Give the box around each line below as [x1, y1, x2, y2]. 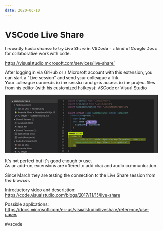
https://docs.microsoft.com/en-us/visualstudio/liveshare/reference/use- [5, 206, 149, 212]
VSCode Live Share [5, 29, 84, 40]
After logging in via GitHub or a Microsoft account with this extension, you [5, 69, 153, 75]
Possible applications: [5, 201, 49, 207]
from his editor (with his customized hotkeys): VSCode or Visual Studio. [5, 85, 148, 91]
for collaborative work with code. [5, 50, 71, 56]
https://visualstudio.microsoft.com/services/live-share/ [5, 60, 115, 66]
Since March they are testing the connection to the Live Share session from [5, 172, 156, 178]
